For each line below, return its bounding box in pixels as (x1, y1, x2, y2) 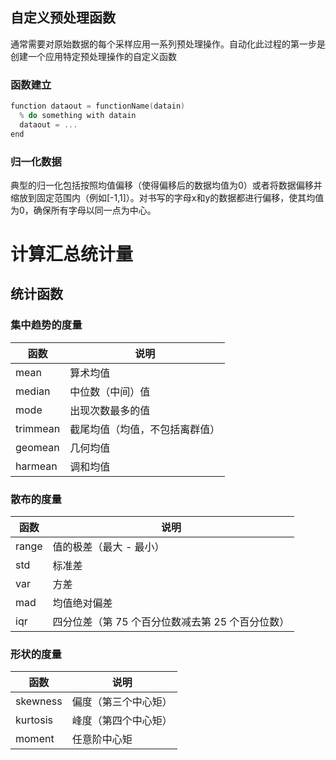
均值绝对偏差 (52, 596, 113, 610)
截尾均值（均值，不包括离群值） (69, 422, 221, 436)
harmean (15, 459, 58, 473)
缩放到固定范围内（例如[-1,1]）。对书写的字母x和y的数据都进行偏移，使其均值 (10, 191, 325, 203)
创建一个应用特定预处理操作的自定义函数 (10, 50, 177, 62)
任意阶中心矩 (71, 733, 133, 747)
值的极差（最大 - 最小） (52, 540, 165, 554)
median (15, 384, 51, 398)
